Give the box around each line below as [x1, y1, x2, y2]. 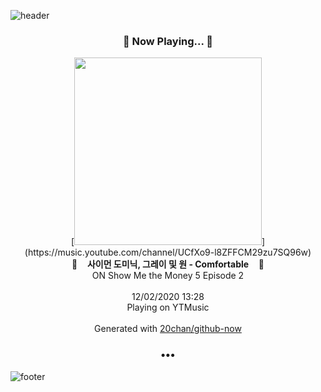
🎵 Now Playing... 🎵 [122, 34, 214, 48]
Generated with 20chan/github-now [94, 323, 242, 335]
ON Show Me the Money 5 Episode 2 [91, 270, 245, 282]
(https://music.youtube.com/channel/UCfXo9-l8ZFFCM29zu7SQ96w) [24, 246, 312, 259]
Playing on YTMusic [126, 301, 210, 314]
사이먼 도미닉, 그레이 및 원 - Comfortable [86, 258, 250, 270]
